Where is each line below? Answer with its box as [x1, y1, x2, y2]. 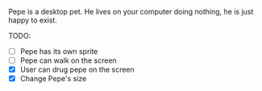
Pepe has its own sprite [19, 47, 98, 56]
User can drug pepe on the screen [19, 64, 135, 75]
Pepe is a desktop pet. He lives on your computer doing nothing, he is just [8, 7, 254, 16]
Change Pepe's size [19, 74, 87, 84]
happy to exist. [8, 15, 58, 25]
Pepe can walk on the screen [19, 56, 117, 65]
